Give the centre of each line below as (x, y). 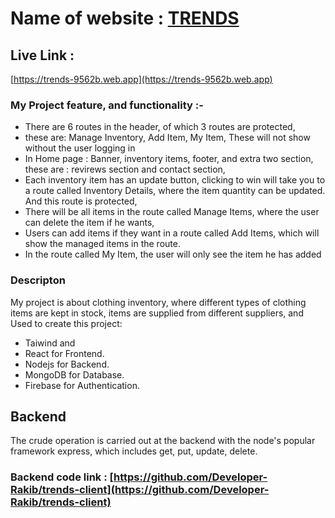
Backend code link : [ (62, 477)
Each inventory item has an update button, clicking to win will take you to (175, 180)
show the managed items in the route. (102, 244)
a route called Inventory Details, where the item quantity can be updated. (175, 191)
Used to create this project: (66, 323)
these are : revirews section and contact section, (125, 169)
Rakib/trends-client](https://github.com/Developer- (140, 490)
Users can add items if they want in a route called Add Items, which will (172, 233)
